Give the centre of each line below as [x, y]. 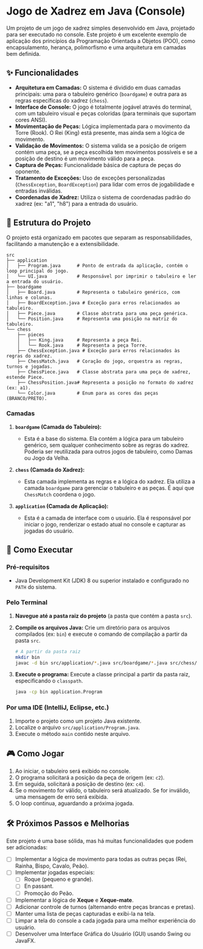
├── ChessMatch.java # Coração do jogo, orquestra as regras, [100, 361]
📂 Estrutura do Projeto [48, 223]
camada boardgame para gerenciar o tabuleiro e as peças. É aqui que [109, 488]
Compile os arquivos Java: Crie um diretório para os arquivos [92, 627]
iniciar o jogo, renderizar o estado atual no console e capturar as [105, 524]
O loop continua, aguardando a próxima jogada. [75, 803]
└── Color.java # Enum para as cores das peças [88, 393]
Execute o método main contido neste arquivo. [72, 733]
